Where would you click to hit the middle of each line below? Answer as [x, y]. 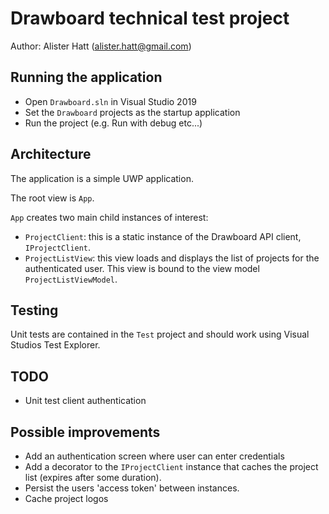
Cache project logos [66, 498]
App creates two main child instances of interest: [109, 217]
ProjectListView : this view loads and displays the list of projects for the [172, 258]
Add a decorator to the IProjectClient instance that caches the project [171, 466]
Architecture [51, 154]
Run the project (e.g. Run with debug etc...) [113, 123]
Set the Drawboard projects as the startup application [132, 112]
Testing [34, 310]
